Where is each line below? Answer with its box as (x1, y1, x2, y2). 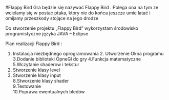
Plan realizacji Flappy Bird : (5, 41, 62, 47)
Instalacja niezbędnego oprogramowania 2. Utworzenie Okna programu (12, 51, 164, 56)
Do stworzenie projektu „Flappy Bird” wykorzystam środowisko (5, 25, 138, 31)
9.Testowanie (12, 83, 41, 89)
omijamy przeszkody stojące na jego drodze (5, 15, 99, 21)
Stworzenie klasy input (12, 72, 61, 78)
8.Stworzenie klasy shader (12, 78, 69, 84)
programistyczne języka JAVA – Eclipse (5, 31, 89, 36)
